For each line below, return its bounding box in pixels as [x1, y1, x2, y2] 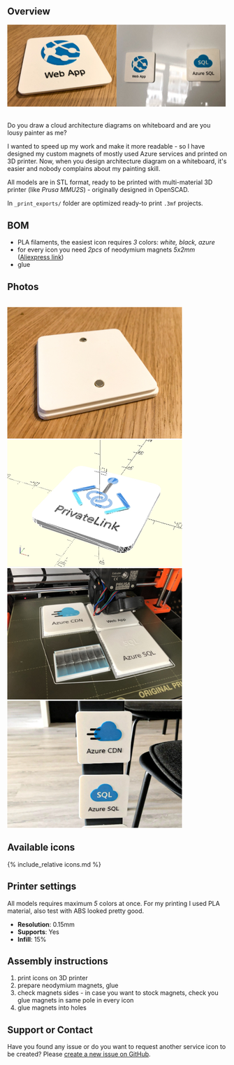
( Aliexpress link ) [17, 253, 64, 261]
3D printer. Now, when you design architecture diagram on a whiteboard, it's [7, 157, 227, 165]
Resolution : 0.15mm [17, 920, 75, 928]
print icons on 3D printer [17, 974, 89, 982]
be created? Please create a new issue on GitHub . [7, 1050, 152, 1059]
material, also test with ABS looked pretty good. [7, 907, 145, 915]
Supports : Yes [17, 928, 59, 936]
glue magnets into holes [17, 1003, 87, 1012]
